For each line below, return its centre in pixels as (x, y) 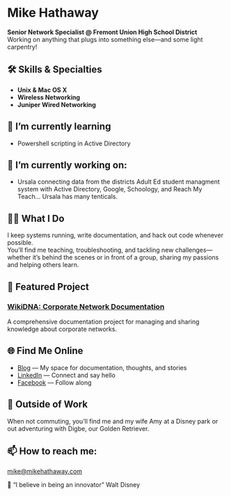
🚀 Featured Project (48, 287)
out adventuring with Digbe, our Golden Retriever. (78, 429)
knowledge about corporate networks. (62, 329)
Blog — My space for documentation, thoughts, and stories (102, 367)
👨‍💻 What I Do (36, 218)
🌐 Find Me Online (45, 351)
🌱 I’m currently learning (59, 127)
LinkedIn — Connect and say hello (66, 375)
